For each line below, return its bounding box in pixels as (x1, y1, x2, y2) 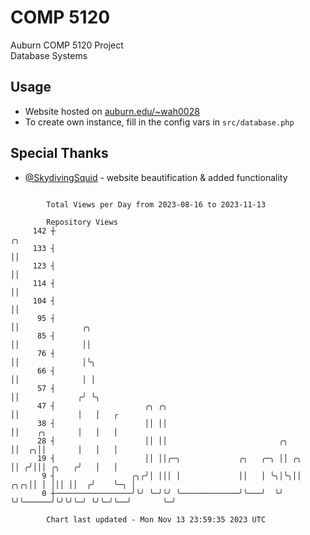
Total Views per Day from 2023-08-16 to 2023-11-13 (46, 199, 267, 210)
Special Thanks (10, 145, 109, 162)
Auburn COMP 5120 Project (10, 39, 124, 51)
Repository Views (46, 217, 118, 227)
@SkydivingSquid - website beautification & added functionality (24, 171, 288, 183)
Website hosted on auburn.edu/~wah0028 (24, 105, 200, 117)
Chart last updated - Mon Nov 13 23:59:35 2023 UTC (46, 514, 267, 525)
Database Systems (10, 49, 88, 61)
